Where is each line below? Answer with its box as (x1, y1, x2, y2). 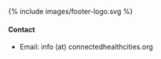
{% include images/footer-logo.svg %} (8, 7, 134, 16)
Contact (8, 24, 35, 34)
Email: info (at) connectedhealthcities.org (19, 42, 153, 52)
